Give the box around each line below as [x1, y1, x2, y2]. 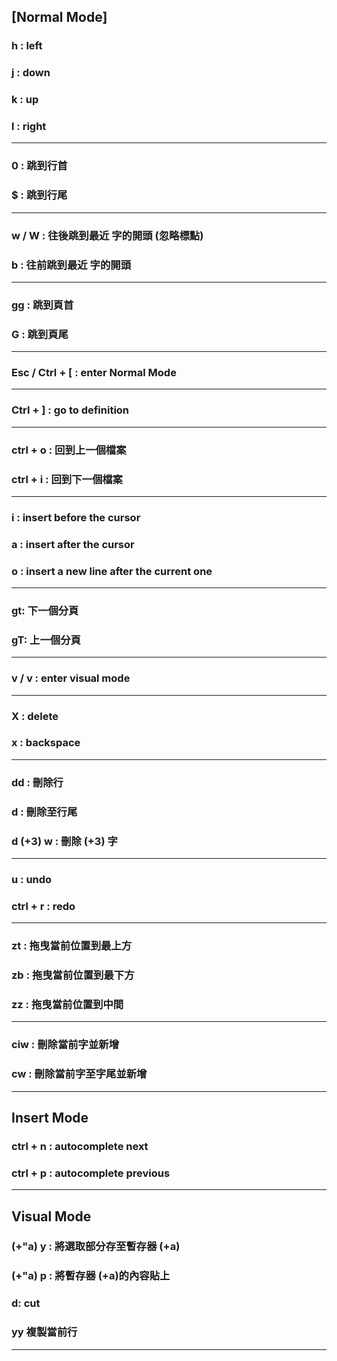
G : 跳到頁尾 [11, 327, 69, 341]
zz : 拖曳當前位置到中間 [11, 997, 124, 1011]
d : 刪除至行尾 [11, 805, 78, 819]
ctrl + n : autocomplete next [11, 1139, 149, 1153]
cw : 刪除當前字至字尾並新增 [11, 1067, 148, 1081]
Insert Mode [11, 1109, 89, 1126]
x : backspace [11, 736, 81, 750]
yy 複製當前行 [11, 1325, 78, 1339]
